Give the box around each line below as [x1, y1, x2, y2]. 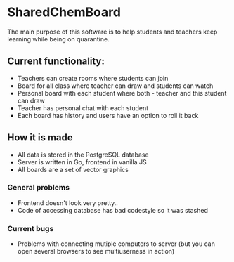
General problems [7, 183, 70, 192]
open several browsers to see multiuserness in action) [17, 247, 175, 256]
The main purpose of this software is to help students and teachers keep [7, 27, 218, 36]
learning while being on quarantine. [7, 34, 110, 43]
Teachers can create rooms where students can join [17, 74, 169, 82]
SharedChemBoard [7, 4, 122, 20]
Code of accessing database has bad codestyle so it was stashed [17, 206, 209, 214]
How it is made [7, 131, 73, 144]
